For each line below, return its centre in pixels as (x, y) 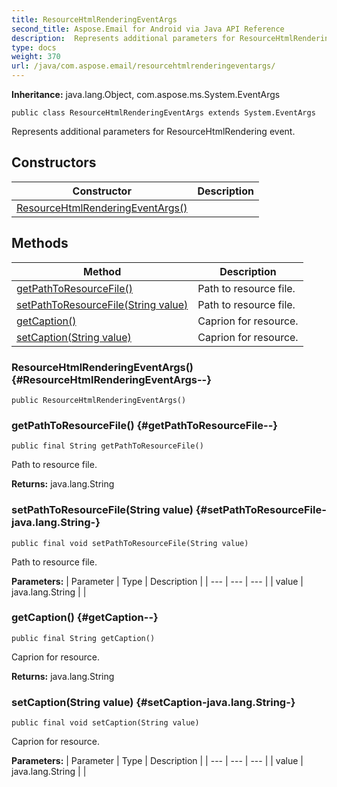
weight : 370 (36, 57)
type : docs (34, 47)
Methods (40, 243)
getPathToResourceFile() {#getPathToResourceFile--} (144, 425)
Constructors (54, 162)
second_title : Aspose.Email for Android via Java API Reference (148, 29)
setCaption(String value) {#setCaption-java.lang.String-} (153, 702)
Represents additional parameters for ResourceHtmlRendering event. (153, 131)
